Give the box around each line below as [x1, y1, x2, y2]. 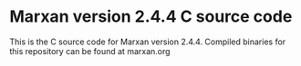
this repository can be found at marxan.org [9, 45, 171, 56]
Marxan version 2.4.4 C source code [9, 6, 293, 27]
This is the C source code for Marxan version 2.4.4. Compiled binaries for [9, 36, 286, 47]
